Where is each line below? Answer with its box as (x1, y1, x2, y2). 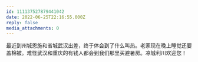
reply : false (6, 19, 38, 25)
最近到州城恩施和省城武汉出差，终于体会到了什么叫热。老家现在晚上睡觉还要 (6, 42, 192, 49)
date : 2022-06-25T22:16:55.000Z (6, 14, 85, 20)
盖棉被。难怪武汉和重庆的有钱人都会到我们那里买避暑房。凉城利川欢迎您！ (6, 50, 187, 57)
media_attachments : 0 (6, 25, 60, 31)
